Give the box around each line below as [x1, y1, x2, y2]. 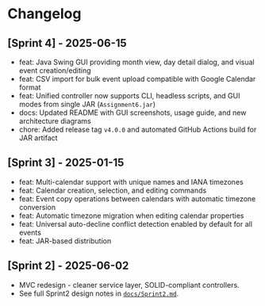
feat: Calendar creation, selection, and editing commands [18, 186, 207, 195]
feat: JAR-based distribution [18, 235, 112, 246]
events [18, 228, 41, 237]
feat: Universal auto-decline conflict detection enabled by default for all [18, 219, 253, 228]
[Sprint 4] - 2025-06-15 [7, 36, 128, 50]
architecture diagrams [18, 117, 92, 125]
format [18, 82, 41, 92]
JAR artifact [18, 133, 58, 143]
